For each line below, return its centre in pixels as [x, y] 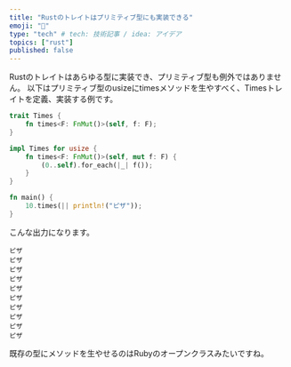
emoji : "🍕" [29, 26]
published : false [41, 51]
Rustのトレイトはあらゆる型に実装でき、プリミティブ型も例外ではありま [141, 77]
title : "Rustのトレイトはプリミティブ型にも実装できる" [101, 17]
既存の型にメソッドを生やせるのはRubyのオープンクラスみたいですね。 [139, 353]
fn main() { [31, 198]
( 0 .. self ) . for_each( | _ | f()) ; [97, 165]
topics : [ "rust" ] [41, 42]
